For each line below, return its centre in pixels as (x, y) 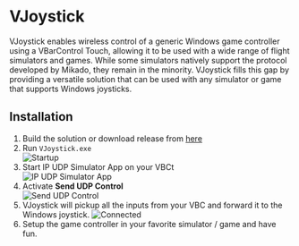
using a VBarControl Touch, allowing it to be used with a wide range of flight (149, 50)
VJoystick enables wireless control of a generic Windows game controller (145, 41)
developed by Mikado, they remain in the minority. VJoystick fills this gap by (149, 70)
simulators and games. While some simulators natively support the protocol (148, 60)
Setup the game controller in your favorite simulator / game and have (149, 224)
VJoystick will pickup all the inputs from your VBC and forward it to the (152, 205)
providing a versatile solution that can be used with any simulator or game (145, 79)
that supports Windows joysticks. (71, 89)
